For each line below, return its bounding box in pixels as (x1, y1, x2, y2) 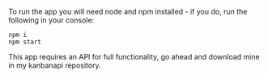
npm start (8, 38, 42, 46)
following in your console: (8, 15, 95, 25)
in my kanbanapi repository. (8, 60, 101, 70)
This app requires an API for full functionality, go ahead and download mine (8, 52, 261, 61)
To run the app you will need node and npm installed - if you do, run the (8, 7, 248, 16)
